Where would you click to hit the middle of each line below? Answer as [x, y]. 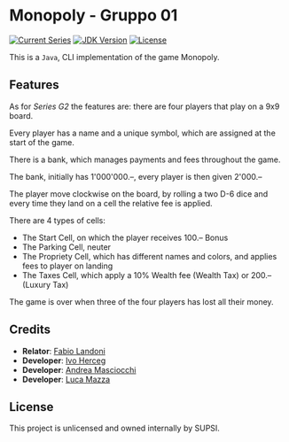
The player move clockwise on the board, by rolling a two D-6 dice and [139, 194]
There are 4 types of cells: [58, 220]
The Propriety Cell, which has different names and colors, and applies [149, 256]
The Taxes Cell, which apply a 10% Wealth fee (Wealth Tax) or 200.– [147, 275]
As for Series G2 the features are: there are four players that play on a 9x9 [144, 106]
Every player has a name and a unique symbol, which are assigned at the [143, 133]
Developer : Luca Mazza [66, 379]
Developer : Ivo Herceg [64, 361]
